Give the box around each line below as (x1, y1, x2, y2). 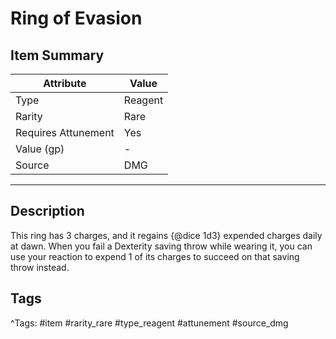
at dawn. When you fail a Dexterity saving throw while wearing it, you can (10, 240, 313, 252)
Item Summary (10, 47, 105, 64)
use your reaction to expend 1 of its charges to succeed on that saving (10, 250, 300, 262)
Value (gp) (15, 142, 65, 156)
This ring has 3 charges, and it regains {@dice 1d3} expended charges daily (10, 229, 323, 241)
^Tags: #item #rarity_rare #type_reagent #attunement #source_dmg (10, 317, 289, 329)
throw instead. (10, 261, 70, 273)
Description (10, 203, 85, 220)
